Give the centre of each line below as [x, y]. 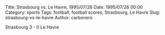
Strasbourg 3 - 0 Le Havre [32, 27]
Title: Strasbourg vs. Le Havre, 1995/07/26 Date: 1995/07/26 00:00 [74, 7]
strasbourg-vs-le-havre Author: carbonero [49, 17]
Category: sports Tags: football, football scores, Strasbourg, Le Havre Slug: [82, 12]
